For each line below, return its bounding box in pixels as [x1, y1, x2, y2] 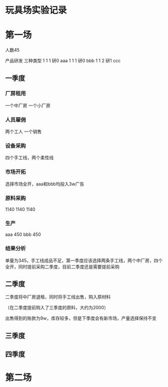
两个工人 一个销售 [5, 128, 42, 135]
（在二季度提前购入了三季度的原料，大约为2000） [5, 305, 109, 311]
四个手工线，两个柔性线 [5, 155, 54, 161]
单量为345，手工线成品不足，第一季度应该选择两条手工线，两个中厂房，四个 [5, 257, 163, 264]
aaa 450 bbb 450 [5, 231, 41, 237]
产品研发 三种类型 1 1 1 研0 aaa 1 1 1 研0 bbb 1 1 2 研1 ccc [5, 58, 121, 64]
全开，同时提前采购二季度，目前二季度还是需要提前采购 [5, 264, 119, 270]
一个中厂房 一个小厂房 [5, 102, 51, 108]
